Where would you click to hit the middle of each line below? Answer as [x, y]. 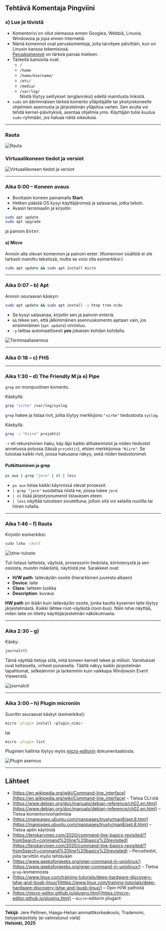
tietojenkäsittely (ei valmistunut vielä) [43, 918]
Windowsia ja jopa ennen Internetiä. [49, 38]
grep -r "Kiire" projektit [33, 434]
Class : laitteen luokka [34, 588]
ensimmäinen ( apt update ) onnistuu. [49, 325]
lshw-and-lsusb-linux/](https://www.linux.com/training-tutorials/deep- [84, 882]
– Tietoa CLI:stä [143, 798]
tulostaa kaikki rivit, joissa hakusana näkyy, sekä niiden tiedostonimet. [76, 454]
